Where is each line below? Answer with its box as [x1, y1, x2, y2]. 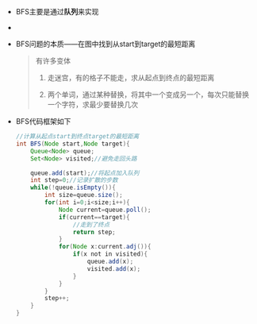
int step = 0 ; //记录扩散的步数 [30, 176, 118, 184]
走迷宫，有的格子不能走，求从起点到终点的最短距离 [47, 73, 215, 82]
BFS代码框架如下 [15, 117, 71, 125]
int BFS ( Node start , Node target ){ [15, 140, 130, 148]
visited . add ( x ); [86, 264, 141, 272]
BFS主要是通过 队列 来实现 [15, 7, 99, 16]
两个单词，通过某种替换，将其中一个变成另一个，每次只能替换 [47, 90, 250, 99]
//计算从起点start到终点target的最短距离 [15, 133, 140, 141]
